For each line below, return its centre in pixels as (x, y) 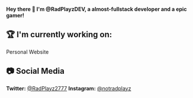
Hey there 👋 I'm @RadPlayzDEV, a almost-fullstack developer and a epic (96, 9)
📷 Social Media (36, 71)
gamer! (15, 15)
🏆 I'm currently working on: (59, 35)
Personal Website (28, 52)
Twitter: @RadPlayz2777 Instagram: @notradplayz (69, 88)
